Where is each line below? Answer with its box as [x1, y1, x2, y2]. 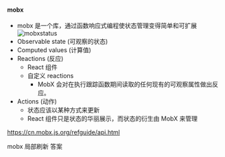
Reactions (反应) [16, 55, 64, 63]
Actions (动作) [16, 97, 57, 106]
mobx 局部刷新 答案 [7, 143, 63, 151]
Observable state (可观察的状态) [16, 38, 108, 46]
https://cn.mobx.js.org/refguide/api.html [7, 128, 120, 136]
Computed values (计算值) [16, 46, 91, 54]
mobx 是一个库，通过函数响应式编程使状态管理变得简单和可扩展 [16, 21, 198, 30]
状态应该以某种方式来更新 [27, 106, 100, 114]
